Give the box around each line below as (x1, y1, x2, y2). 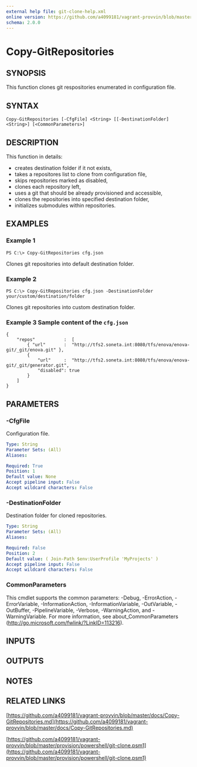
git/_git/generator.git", (6, 363, 69, 369)
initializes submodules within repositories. (14, 202, 116, 209)
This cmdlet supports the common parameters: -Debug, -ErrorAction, (6, 594, 174, 601)
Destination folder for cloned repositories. (6, 512, 107, 519)
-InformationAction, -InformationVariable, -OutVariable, (40, 600, 174, 607)
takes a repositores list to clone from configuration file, (14, 171, 147, 177)
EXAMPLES (6, 219, 49, 229)
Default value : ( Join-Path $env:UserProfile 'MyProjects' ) (6, 556, 159, 562)
